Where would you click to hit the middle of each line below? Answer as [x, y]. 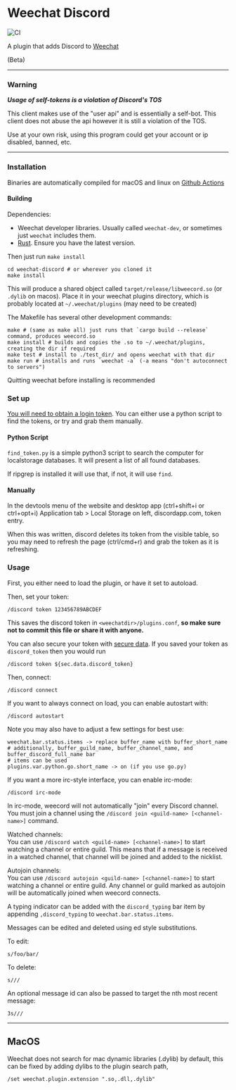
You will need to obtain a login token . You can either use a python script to [115, 414]
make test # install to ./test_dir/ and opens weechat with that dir [111, 355]
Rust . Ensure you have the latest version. [76, 243]
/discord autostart [36, 716]
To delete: [22, 967]
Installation [27, 167]
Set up [19, 398]
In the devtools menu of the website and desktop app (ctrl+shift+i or [106, 506]
